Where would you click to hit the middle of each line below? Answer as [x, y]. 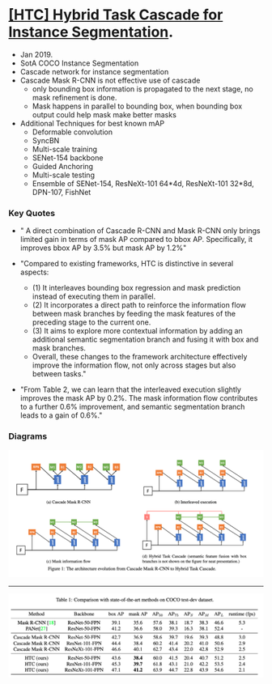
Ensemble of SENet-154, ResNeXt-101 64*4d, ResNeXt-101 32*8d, [143, 183]
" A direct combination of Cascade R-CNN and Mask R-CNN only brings [140, 231]
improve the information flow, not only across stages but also [134, 365]
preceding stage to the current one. [91, 322]
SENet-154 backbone [68, 157]
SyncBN [46, 140]
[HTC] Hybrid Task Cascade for [116, 15]
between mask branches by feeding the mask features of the [134, 314]
